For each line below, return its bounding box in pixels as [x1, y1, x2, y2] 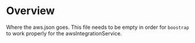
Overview [6, 4, 55, 18]
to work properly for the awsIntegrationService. [6, 29, 123, 37]
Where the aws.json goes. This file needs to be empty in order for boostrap [6, 24, 190, 31]
